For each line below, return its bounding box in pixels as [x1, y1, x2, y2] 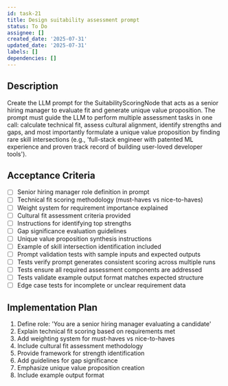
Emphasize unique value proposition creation [16, 364, 146, 372]
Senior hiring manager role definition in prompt [16, 188, 150, 196]
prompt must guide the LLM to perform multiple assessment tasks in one [7, 113, 213, 121]
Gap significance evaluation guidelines [16, 226, 127, 235]
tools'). [7, 149, 27, 158]
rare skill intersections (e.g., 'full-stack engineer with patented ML [7, 135, 194, 143]
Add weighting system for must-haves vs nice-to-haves [16, 334, 175, 343]
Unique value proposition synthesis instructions [16, 235, 152, 243]
